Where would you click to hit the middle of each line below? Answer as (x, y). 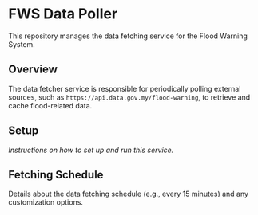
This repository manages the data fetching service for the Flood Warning (128, 36)
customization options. (46, 202)
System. (22, 44)
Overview (33, 70)
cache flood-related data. (50, 105)
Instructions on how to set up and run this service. (91, 150)
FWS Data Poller (63, 14)
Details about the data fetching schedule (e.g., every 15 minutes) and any (129, 194)
